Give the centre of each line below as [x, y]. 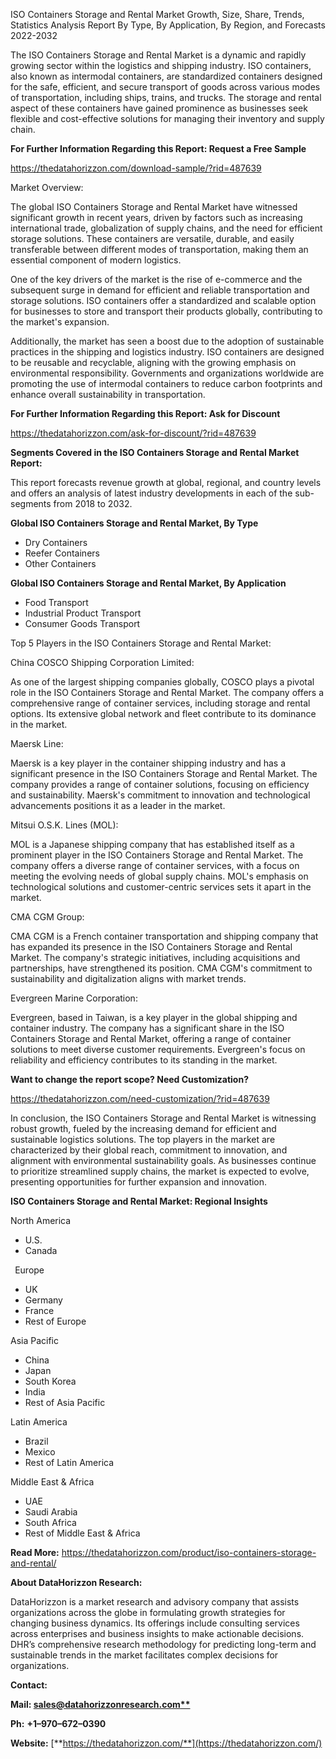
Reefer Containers [62, 553]
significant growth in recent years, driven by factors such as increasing [156, 217]
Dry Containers [56, 542]
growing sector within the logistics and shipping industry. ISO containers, [161, 65]
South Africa [50, 1522]
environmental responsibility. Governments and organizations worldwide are [167, 373]
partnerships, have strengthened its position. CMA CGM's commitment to [161, 968]
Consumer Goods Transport [82, 623]
